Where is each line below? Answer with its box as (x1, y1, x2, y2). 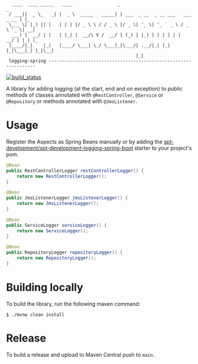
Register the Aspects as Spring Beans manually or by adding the (6, 138, 163, 145)
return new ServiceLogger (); (17, 227, 89, 234)
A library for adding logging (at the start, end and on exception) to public (6, 85, 183, 92)
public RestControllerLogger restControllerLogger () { (6, 167, 144, 173)
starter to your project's (134, 144, 192, 151)
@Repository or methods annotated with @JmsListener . (6, 98, 137, 105)
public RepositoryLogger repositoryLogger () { (6, 249, 123, 256)
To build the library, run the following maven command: (6, 300, 141, 307)
